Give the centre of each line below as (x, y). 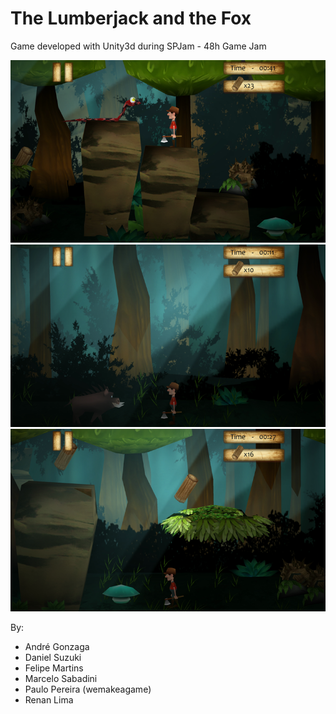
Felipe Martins (54, 668)
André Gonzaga (57, 647)
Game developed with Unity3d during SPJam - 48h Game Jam (138, 46)
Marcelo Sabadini (61, 679)
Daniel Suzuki (53, 658)
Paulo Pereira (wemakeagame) (88, 689)
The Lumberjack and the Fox (131, 18)
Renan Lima (49, 700)
